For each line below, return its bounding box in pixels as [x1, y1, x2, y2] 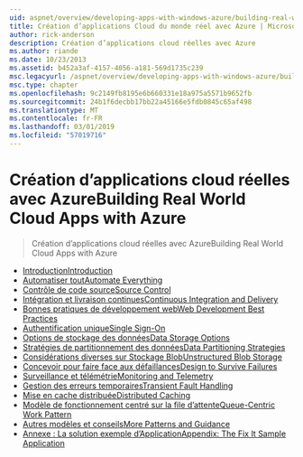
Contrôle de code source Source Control [22, 284, 171, 294]
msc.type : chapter [9, 80, 78, 89]
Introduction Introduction [22, 265, 113, 275]
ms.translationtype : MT [9, 106, 99, 115]
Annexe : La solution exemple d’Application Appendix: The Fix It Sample [22, 428, 287, 439]
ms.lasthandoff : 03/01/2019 [9, 123, 115, 132]
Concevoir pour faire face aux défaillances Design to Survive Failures [22, 360, 278, 371]
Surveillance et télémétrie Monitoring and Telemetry [22, 370, 214, 381]
